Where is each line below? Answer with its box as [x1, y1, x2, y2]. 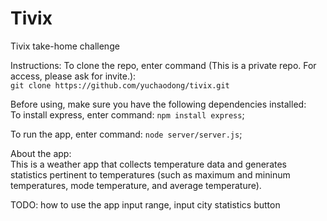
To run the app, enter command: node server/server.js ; [10, 128, 243, 140]
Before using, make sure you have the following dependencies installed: [10, 98, 307, 110]
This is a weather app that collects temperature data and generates [10, 158, 287, 170]
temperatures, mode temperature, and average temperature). [10, 179, 262, 191]
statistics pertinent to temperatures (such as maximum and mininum [10, 168, 291, 181]
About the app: [10, 147, 72, 159]
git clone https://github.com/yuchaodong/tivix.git [10, 80, 230, 91]
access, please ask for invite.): [10, 70, 137, 82]
